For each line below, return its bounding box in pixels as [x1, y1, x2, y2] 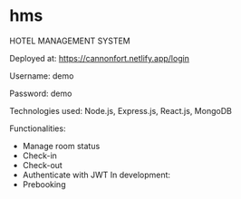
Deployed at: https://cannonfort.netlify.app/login [9, 52, 190, 63]
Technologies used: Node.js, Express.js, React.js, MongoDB [9, 105, 233, 116]
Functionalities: [9, 123, 66, 134]
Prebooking [22, 178, 66, 190]
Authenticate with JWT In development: [22, 169, 170, 180]
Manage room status [22, 140, 101, 151]
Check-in [22, 150, 57, 161]
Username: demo [9, 70, 74, 81]
